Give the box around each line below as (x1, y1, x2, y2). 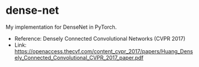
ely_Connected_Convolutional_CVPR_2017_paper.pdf (14, 54, 144, 61)
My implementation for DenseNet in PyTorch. (5, 23, 117, 31)
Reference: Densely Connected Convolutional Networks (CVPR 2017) (14, 35, 186, 42)
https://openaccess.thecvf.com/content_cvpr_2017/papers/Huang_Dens (14, 47, 194, 54)
